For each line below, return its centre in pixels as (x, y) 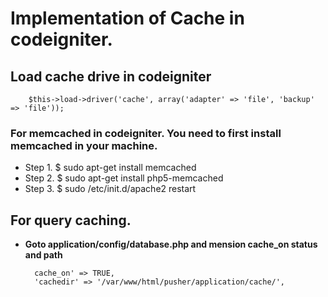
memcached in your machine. (84, 145)
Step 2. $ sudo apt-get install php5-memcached (124, 178)
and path (43, 255)
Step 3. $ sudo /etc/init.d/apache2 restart (110, 189)
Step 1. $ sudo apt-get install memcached (110, 168)
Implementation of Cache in (127, 18)
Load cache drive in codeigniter (111, 76)
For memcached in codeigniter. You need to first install (146, 133)
